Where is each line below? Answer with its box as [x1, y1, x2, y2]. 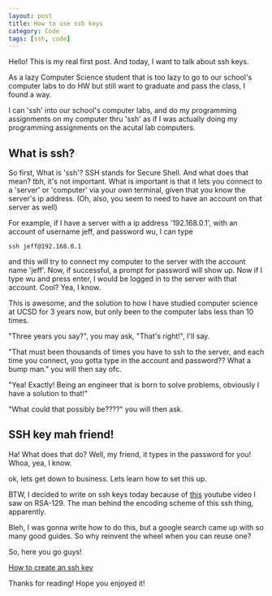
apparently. [8, 507, 46, 516]
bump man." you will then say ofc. [8, 365, 122, 374]
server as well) [8, 202, 58, 212]
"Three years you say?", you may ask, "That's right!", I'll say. [8, 331, 210, 341]
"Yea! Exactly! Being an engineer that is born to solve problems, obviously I [8, 380, 260, 390]
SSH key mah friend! [8, 428, 114, 442]
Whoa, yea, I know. [8, 458, 72, 468]
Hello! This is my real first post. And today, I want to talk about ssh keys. [8, 57, 249, 67]
